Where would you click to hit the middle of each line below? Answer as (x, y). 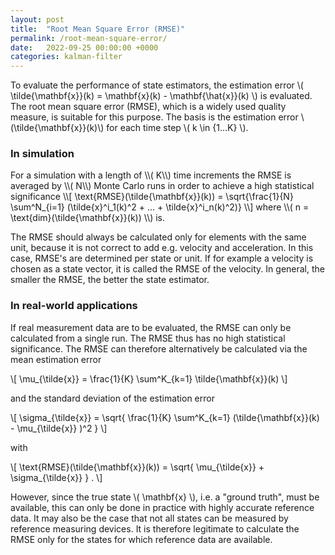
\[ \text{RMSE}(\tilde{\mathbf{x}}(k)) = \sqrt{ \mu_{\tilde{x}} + (137, 467)
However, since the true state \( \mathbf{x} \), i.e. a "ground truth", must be (165, 497)
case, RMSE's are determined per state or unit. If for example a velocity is (162, 258)
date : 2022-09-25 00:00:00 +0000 (84, 47)
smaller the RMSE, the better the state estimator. (110, 280)
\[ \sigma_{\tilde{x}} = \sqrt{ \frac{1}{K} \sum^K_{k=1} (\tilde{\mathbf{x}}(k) (165, 417)
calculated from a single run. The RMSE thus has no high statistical (148, 338)
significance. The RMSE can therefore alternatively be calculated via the (159, 348)
